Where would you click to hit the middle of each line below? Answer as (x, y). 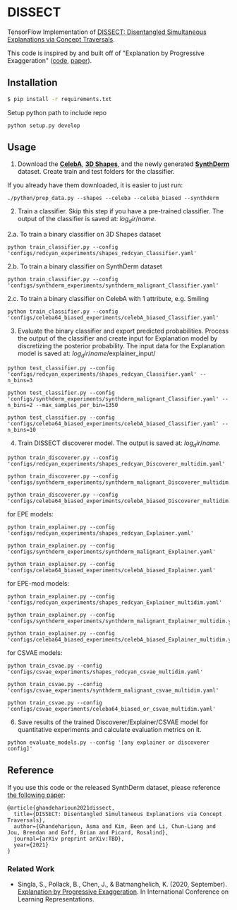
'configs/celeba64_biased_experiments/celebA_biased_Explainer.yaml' (112, 570)
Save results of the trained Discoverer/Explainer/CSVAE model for (113, 722)
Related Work (31, 868)
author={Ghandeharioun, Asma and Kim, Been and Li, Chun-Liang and (115, 826)
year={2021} (31, 845)
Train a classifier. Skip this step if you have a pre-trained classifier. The (121, 211)
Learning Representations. (56, 899)
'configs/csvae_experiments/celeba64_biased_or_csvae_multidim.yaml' (112, 709)
